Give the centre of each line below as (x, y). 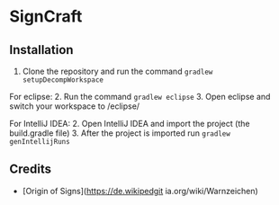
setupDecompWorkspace (63, 80)
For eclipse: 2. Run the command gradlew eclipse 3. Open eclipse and (140, 97)
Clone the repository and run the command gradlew (117, 71)
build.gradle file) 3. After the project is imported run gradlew (120, 133)
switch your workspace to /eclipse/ (75, 106)
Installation (41, 50)
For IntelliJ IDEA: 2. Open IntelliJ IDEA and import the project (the (130, 124)
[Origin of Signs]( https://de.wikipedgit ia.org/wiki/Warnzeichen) (140, 191)
